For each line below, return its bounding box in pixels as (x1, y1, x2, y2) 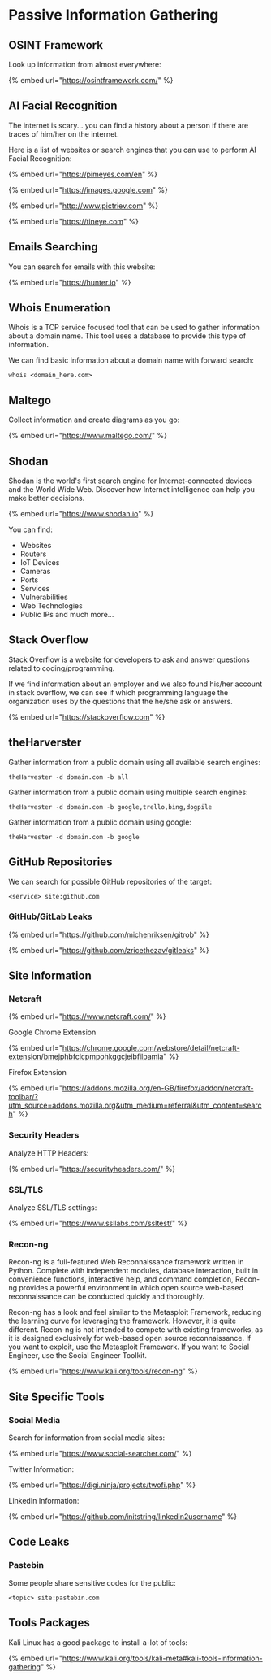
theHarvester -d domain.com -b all (8, 773, 129, 781)
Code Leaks (8, 1535, 70, 1549)
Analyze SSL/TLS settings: (8, 1203, 97, 1212)
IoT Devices (19, 558, 60, 568)
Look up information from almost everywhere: (8, 59, 161, 69)
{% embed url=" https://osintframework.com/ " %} (8, 76, 174, 85)
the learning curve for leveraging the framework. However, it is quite (8, 1316, 237, 1326)
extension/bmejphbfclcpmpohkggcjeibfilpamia (8, 1051, 164, 1062)
